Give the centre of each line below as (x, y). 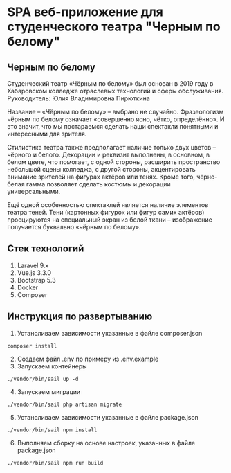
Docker (28, 287)
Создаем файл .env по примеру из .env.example (88, 359)
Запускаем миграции (49, 391)
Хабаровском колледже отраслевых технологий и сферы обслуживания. (115, 91)
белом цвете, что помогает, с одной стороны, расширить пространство (114, 162)
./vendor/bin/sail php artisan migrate (65, 404)
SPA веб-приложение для (85, 12)
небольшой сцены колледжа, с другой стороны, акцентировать (101, 169)
